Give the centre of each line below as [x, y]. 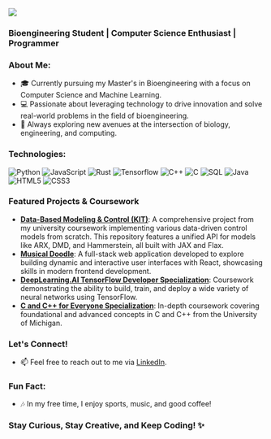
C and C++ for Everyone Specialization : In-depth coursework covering [140, 306]
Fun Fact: [27, 386]
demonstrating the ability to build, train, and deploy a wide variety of [134, 288]
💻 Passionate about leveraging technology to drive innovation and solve [141, 104]
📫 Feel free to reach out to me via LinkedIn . [93, 363]
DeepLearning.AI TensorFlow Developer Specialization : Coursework [137, 280]
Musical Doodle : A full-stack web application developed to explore [132, 254]
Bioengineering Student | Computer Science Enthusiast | [123, 33]
